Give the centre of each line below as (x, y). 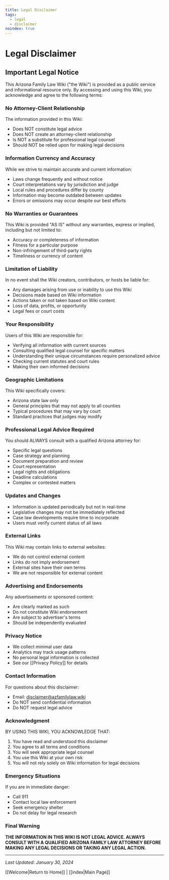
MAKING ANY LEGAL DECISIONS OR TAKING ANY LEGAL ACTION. (76, 848)
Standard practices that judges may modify (57, 416)
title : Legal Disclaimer (31, 10)
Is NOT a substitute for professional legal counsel (64, 140)
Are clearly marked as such (41, 607)
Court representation (34, 467)
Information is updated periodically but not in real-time (69, 507)
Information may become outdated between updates (67, 195)
